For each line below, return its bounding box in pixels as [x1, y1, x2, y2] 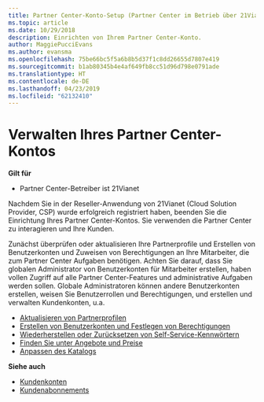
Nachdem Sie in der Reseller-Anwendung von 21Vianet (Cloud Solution [8, 199, 237, 208]
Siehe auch [8, 362, 46, 371]
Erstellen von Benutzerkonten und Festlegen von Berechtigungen [19, 322, 230, 331]
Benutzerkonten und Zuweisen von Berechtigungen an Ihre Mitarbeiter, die [8, 248, 250, 257]
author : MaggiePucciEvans [8, 41, 93, 49]
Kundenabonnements [19, 385, 90, 395]
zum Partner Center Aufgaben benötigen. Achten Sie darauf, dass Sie [8, 256, 233, 266]
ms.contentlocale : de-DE [8, 77, 90, 85]
